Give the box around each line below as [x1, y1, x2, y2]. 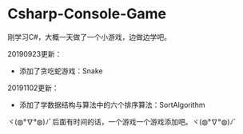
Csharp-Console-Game [7, 5, 167, 23]
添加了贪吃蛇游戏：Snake [18, 65, 103, 76]
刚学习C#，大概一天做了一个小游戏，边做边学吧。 [7, 32, 172, 41]
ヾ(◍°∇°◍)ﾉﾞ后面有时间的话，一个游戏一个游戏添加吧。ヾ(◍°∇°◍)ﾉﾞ [7, 116, 237, 126]
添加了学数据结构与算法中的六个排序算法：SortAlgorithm [18, 100, 205, 109]
